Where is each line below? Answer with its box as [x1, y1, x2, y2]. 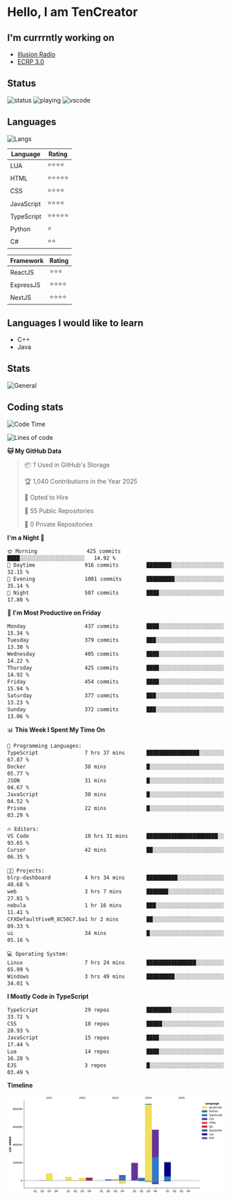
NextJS [10, 293, 31, 302]
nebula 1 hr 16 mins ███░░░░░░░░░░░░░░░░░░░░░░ [7, 902, 225, 909]
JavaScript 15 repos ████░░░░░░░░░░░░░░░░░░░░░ [7, 1034, 225, 1041]
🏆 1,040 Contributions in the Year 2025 [24, 477, 138, 486]
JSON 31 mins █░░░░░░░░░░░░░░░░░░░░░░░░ [7, 777, 225, 784]
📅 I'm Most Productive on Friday [7, 608, 102, 617]
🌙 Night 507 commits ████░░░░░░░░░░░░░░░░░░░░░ [7, 589, 225, 597]
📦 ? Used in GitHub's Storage [24, 461, 111, 469]
